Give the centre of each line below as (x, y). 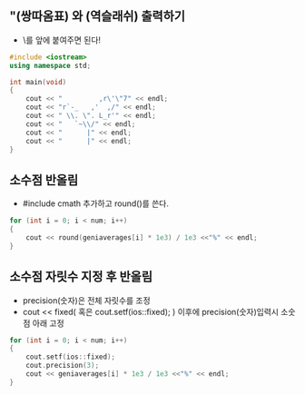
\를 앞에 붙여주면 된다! (62, 40)
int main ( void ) (38, 82)
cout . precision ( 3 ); (63, 366)
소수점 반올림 (44, 180)
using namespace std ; (50, 65)
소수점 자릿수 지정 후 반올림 (81, 276)
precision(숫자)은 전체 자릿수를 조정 (87, 300)
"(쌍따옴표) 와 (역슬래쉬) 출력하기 (98, 16)
